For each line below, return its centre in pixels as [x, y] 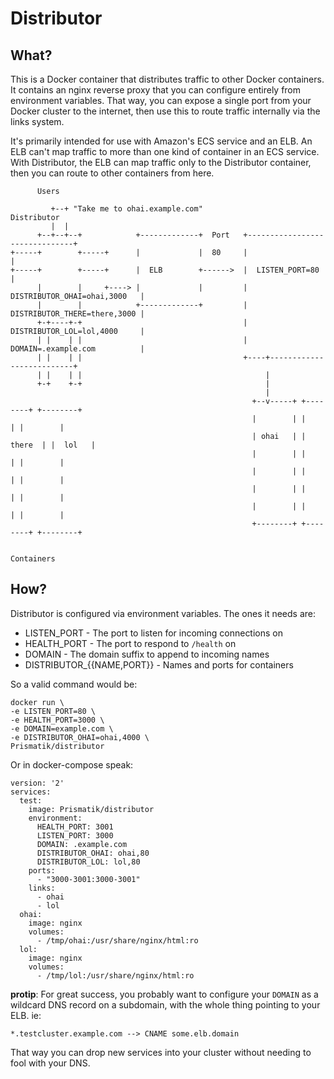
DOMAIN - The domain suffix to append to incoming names [147, 654]
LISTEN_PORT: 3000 [75, 835]
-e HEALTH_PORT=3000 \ [57, 720]
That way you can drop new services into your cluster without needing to [161, 1052]
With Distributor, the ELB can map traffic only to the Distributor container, [161, 162]
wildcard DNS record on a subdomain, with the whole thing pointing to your [165, 1004]
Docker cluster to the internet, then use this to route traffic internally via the [165, 111]
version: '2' [37, 783]
